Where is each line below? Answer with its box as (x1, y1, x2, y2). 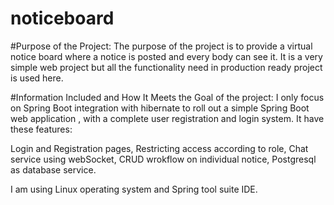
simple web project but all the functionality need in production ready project (10, 61, 323, 73)
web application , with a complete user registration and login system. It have (10, 112, 325, 124)
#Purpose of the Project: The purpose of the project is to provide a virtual (10, 40, 313, 52)
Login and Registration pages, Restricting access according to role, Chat (10, 142, 309, 154)
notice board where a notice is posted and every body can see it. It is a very (10, 50, 323, 62)
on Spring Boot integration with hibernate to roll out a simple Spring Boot (10, 102, 310, 114)
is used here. (10, 72, 64, 84)
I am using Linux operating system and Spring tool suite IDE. (10, 183, 258, 195)
